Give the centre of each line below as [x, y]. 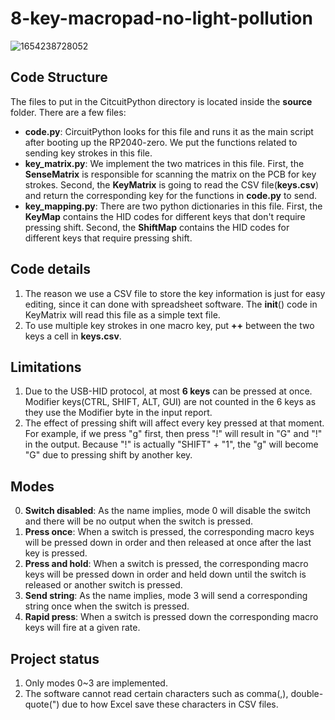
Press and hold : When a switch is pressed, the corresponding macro [166, 564]
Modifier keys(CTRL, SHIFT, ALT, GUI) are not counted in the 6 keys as [170, 402]
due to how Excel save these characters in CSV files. [170, 704]
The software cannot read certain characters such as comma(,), [156, 693]
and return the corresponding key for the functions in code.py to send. [171, 195]
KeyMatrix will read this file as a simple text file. [122, 314]
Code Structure [59, 77]
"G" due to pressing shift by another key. [108, 455]
